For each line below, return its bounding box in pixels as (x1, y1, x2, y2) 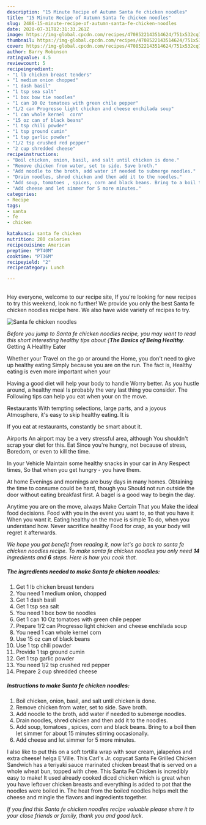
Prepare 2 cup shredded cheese (15, 668, 97, 675)
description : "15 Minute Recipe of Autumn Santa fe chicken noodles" (7, 9, 188, 15)
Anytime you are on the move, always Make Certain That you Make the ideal (7, 503, 199, 510)
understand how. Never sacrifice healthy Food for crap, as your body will (7, 523, 191, 530)
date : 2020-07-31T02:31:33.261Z (7, 26, 89, 32)
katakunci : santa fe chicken (7, 231, 81, 237)
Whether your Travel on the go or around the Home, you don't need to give (7, 355, 196, 362)
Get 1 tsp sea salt (15, 603, 59, 610)
